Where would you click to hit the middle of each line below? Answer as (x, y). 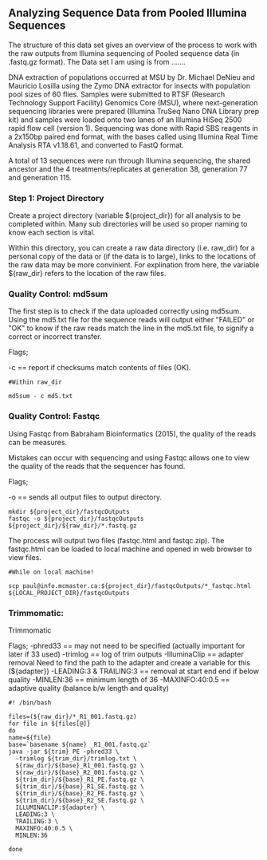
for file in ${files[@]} (49, 724)
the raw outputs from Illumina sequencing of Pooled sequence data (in (124, 53)
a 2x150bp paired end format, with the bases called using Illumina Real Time (133, 136)
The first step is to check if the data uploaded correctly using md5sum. (125, 311)
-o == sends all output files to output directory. (85, 497)
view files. (25, 557)
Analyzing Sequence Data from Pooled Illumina (128, 13)
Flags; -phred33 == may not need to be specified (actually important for (127, 646)
